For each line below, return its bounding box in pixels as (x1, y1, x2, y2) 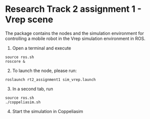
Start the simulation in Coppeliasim (12, 108, 83, 114)
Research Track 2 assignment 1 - (5, 3, 142, 15)
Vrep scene (5, 14, 53, 25)
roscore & (5, 59, 26, 64)
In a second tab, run (12, 85, 53, 92)
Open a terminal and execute (12, 45, 72, 51)
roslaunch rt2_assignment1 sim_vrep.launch (5, 77, 96, 82)
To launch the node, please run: (12, 68, 77, 74)
